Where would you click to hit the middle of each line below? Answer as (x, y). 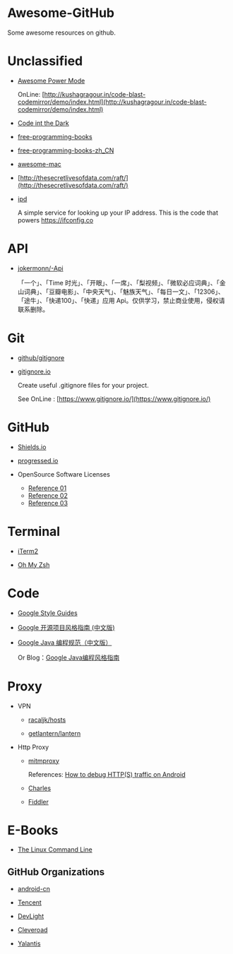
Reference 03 (48, 503)
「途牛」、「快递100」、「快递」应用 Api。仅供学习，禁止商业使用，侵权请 (121, 300)
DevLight (31, 917)
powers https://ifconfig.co (55, 220)
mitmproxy (44, 761)
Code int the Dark (43, 123)
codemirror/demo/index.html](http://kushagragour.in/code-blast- (112, 102)
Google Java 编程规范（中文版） (65, 642)
